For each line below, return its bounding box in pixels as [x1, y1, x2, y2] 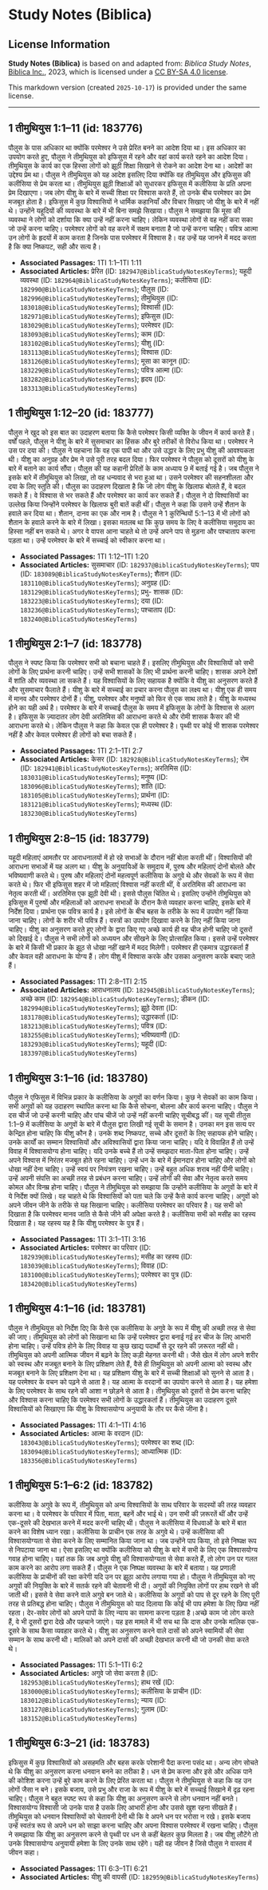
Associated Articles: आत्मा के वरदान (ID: [19, 1428, 144, 1438]
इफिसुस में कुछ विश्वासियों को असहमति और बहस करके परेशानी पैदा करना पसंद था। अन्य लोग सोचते [8, 1757, 258, 1767]
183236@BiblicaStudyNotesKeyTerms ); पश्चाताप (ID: [19, 605, 176, 615]
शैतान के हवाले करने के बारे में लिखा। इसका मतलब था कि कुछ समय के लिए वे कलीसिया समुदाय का [8, 517, 255, 527]
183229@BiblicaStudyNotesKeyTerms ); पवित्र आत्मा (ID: [19, 365, 183, 375]
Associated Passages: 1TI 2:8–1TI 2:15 [19, 977, 148, 986]
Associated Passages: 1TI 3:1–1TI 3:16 [19, 1235, 146, 1244]
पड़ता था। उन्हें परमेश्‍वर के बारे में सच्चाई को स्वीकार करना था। [8, 535, 166, 545]
